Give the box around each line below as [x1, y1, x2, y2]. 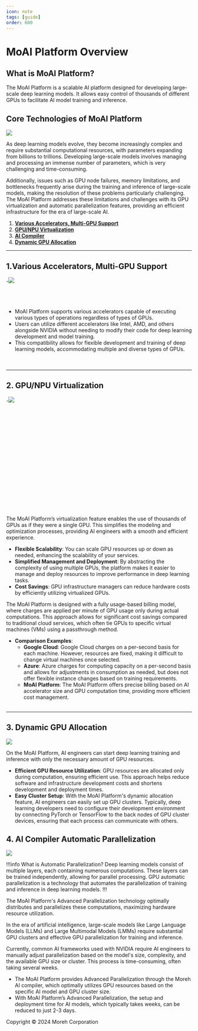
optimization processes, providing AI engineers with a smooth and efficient [6, 528, 189, 535]
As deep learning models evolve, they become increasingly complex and [6, 140, 183, 148]
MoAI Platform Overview [6, 45, 128, 58]
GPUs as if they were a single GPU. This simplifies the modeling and [6, 521, 171, 528]
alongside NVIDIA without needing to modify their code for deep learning [14, 327, 192, 333]
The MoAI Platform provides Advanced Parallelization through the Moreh [14, 976, 192, 983]
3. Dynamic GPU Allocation [6, 722, 107, 732]
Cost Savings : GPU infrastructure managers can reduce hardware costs [14, 582, 190, 590]
